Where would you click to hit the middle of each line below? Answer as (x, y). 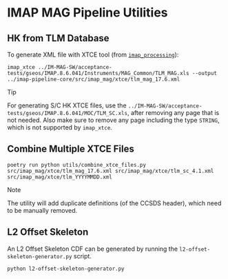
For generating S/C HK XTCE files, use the (67, 105)
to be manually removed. (42, 210)
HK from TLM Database (58, 38)
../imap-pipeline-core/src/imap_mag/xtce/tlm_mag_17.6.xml (94, 79)
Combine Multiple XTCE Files (71, 149)
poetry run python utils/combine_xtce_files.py (77, 165)
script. (82, 256)
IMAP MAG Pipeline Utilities (87, 13)
